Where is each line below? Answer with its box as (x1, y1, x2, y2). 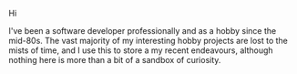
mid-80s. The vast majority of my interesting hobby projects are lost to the (8, 36, 289, 46)
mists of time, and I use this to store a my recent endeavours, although (8, 45, 274, 56)
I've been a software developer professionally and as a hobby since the (8, 26, 277, 36)
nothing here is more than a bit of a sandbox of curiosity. (8, 55, 221, 65)
